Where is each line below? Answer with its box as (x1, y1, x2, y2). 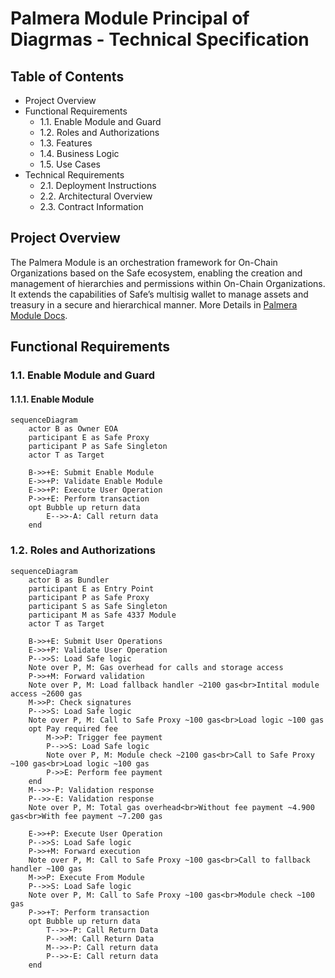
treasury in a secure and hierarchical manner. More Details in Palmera (10, 298, 298, 311)
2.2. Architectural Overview (39, 190, 153, 202)
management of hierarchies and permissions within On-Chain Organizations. (10, 277, 326, 289)
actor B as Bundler (28, 575, 110, 585)
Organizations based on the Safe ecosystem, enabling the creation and (10, 267, 303, 279)
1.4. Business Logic (39, 148, 120, 159)
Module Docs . (10, 309, 68, 321)
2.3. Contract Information (39, 201, 144, 212)
